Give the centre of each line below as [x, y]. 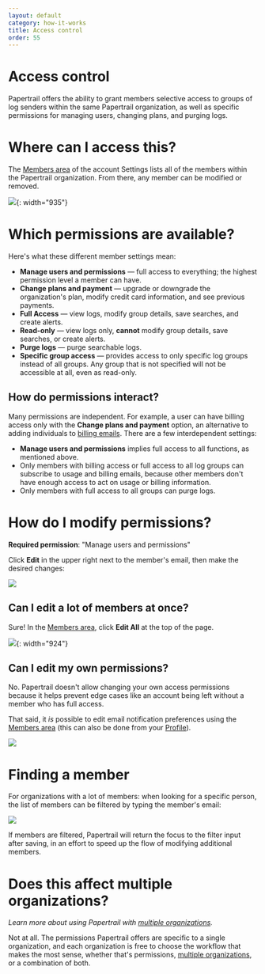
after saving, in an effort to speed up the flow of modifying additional [120, 843]
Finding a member [69, 774]
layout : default [35, 15]
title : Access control [45, 30]
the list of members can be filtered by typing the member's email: [115, 805]
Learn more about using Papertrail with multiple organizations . [111, 923]
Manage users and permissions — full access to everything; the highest [138, 272]
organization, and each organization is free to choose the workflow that [125, 946]
